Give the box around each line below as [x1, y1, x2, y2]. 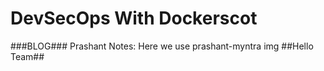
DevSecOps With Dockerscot [10, 7, 258, 30]
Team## [10, 50, 45, 62]
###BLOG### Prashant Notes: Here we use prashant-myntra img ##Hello [10, 40, 314, 52]
